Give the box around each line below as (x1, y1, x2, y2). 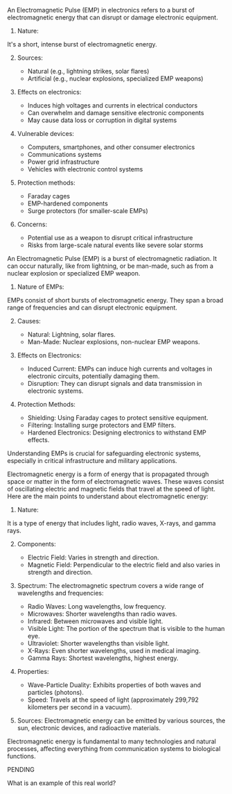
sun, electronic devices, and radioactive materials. (17, 724, 161, 732)
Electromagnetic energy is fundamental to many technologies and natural (7, 737, 217, 745)
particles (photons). (27, 689, 84, 696)
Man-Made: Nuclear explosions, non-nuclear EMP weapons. (27, 338, 200, 346)
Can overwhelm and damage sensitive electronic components (27, 109, 204, 117)
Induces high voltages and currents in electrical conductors (27, 101, 198, 110)
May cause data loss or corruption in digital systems (27, 116, 177, 124)
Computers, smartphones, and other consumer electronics (27, 143, 195, 151)
